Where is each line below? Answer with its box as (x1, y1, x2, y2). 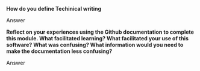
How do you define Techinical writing (6, 5, 102, 12)
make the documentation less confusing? (6, 48, 113, 55)
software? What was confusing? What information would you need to (6, 42, 184, 48)
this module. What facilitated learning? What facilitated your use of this (6, 35, 189, 42)
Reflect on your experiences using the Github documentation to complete (6, 28, 195, 35)
